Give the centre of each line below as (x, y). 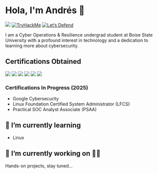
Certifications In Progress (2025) (47, 87)
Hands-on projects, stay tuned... (39, 166)
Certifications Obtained (43, 62)
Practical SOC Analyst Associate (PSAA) (55, 110)
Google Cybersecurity (36, 99)
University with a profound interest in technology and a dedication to (77, 40)
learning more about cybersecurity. (42, 46)
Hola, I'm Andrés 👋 (45, 10)
